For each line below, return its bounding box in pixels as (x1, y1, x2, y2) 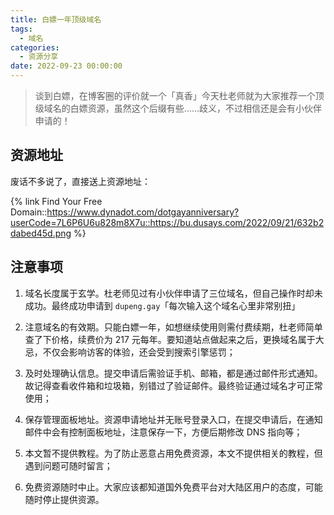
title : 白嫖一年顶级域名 (10, 14, 102, 25)
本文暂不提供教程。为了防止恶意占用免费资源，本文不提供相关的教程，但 (24, 447, 323, 459)
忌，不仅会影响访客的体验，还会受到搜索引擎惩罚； (24, 346, 236, 358)
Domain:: (10, 206, 48, 218)
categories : (10, 42, 60, 53)
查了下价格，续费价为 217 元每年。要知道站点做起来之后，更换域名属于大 (24, 333, 325, 345)
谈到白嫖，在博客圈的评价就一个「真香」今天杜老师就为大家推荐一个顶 (34, 90, 325, 101)
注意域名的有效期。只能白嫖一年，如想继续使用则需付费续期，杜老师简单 (24, 321, 323, 333)
